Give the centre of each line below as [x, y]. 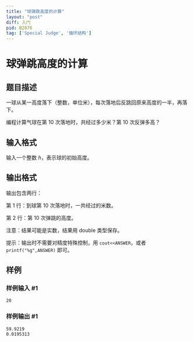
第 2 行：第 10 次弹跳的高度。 [41, 217]
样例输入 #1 [22, 288]
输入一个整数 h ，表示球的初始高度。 [49, 157]
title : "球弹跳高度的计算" [35, 11]
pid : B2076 [19, 28]
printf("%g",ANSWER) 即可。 [39, 250]
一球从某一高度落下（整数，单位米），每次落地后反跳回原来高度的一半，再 [94, 102]
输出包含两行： [24, 193]
